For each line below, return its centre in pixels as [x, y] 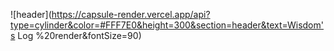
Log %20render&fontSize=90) [79, 35]
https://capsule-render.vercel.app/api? [131, 14]
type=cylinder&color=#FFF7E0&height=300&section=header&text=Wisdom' [167, 25]
